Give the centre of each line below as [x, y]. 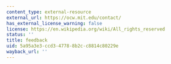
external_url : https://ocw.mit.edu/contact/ [64, 18]
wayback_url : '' [27, 52]
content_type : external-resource [49, 12]
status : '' [20, 35]
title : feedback [27, 40]
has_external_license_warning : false [54, 23]
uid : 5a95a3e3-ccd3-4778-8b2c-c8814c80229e [63, 46]
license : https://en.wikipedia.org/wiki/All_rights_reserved [86, 29]
